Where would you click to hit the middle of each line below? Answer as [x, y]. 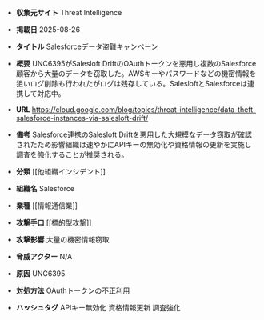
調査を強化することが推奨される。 [72, 154]
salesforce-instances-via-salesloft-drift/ [82, 118]
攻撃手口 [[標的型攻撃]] [54, 222]
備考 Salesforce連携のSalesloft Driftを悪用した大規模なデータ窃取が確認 [134, 134]
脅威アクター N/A [44, 256]
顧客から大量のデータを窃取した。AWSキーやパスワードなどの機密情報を [136, 74]
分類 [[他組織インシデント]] [61, 172]
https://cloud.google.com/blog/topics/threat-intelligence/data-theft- [144, 110]
